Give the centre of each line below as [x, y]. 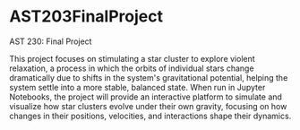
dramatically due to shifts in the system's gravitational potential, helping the [149, 77]
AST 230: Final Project [51, 41]
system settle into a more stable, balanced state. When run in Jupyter [137, 87]
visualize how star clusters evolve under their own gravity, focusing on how [148, 106]
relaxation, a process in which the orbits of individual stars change [132, 68]
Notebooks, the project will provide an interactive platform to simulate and [146, 97]
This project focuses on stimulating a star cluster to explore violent [132, 58]
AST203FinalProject [86, 17]
